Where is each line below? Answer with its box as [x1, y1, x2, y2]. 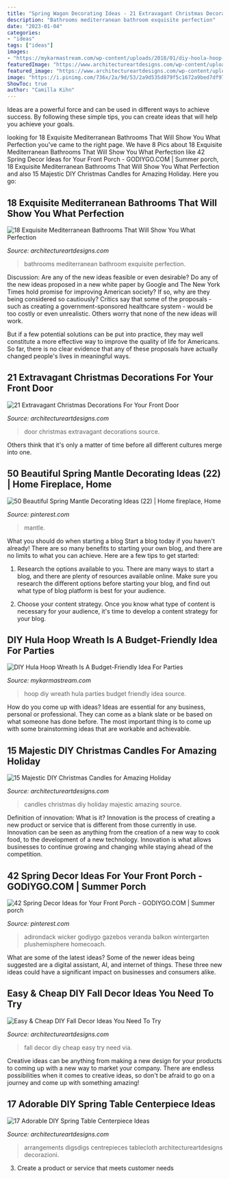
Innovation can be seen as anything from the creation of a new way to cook [7, 828, 220, 837]
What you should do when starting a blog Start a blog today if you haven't [7, 537, 216, 545]
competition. [7, 850, 43, 859]
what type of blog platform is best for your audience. [16, 586, 166, 594]
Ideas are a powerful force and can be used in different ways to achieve [7, 106, 210, 114]
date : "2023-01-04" [7, 23, 63, 30]
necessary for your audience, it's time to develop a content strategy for [16, 607, 218, 615]
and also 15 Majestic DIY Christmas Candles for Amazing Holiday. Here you [7, 170, 219, 178]
